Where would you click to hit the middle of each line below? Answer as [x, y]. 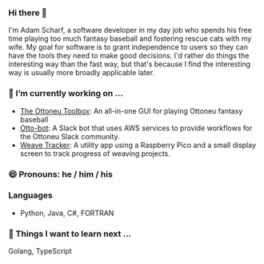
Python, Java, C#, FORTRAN [67, 213]
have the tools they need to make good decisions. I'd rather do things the [129, 56]
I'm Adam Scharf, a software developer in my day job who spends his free [130, 30]
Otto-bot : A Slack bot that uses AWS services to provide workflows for [136, 128]
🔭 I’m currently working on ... [66, 94]
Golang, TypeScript [40, 251]
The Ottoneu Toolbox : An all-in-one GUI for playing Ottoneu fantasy [131, 110]
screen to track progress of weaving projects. [95, 153]
